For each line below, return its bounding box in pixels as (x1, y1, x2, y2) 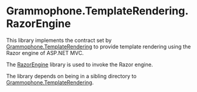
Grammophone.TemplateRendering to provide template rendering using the (6, 43, 191, 50)
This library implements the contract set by (6, 36, 112, 44)
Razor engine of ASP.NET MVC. (6, 49, 84, 56)
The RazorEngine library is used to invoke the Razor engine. (6, 61, 153, 68)
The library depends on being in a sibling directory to (6, 72, 137, 79)
